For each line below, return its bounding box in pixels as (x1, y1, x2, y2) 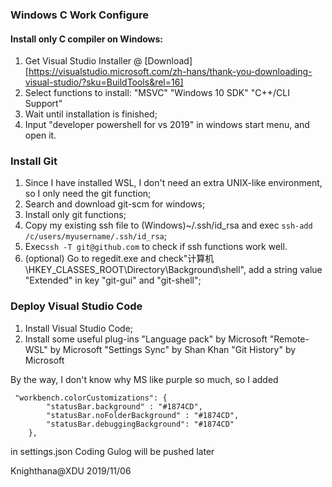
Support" (24, 98, 63, 110)
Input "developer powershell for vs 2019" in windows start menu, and (24, 119, 310, 131)
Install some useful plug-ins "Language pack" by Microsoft (24, 333, 268, 345)
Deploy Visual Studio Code (10, 299, 143, 313)
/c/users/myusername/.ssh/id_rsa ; (24, 230, 167, 242)
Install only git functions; (24, 209, 127, 221)
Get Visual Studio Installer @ (24, 55, 143, 67)
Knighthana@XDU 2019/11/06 (10, 464, 132, 477)
